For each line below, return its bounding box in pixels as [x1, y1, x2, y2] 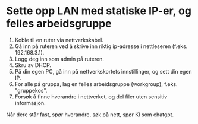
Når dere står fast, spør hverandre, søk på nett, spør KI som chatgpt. [6, 111, 174, 118]
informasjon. [14, 99, 46, 106]
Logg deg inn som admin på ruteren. [14, 55, 104, 62]
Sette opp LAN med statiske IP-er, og [6, 4, 192, 18]
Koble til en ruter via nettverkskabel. [14, 36, 104, 43]
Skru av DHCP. [14, 61, 52, 69]
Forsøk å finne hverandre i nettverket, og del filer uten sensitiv [14, 93, 168, 100]
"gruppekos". [14, 87, 48, 94]
